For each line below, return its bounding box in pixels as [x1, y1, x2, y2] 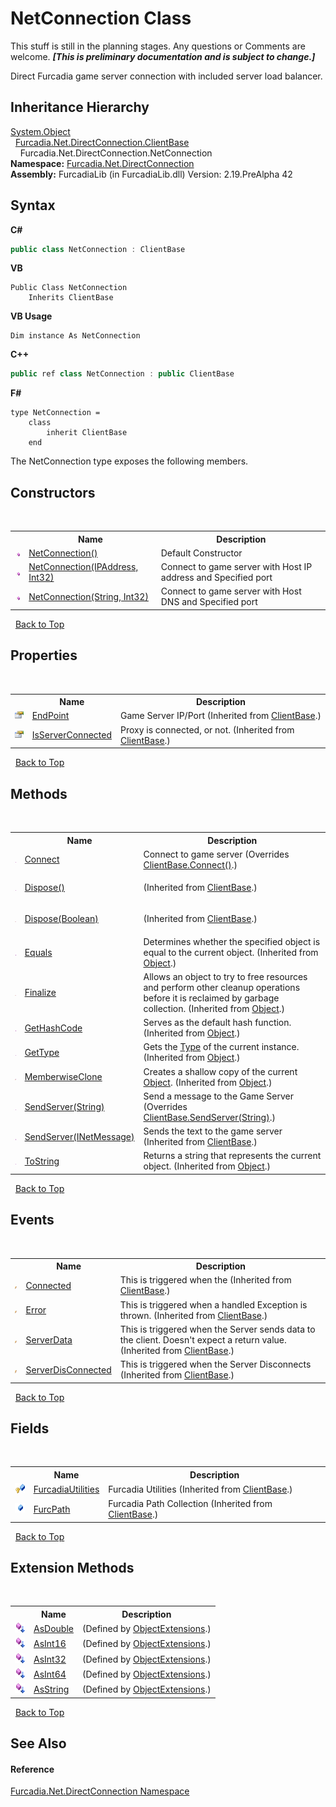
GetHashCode [24, 1022, 83, 1034]
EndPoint [31, 710, 70, 722]
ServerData [25, 1333, 73, 1346]
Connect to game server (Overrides [143, 848, 290, 860]
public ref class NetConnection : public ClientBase [10, 369, 235, 379]
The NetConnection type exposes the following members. [10, 455, 249, 467]
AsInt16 [33, 1638, 67, 1650]
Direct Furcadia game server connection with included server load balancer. [10, 70, 323, 82]
